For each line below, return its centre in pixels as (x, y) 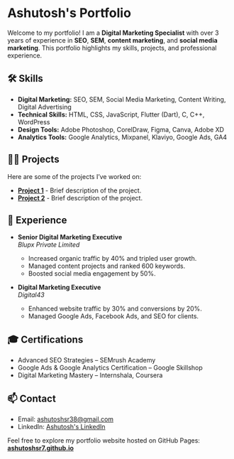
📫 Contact (32, 398)
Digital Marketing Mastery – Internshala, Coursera (90, 375)
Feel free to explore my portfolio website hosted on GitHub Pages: (104, 441)
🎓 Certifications (45, 339)
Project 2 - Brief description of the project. (80, 198)
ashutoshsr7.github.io (41, 448)
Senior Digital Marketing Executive (70, 237)
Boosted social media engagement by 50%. (92, 274)
